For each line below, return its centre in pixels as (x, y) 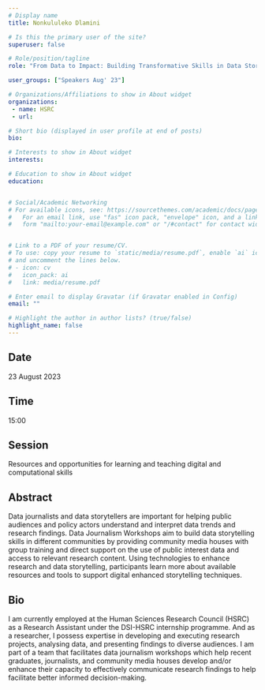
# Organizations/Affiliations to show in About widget (100, 95)
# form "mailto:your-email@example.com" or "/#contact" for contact (127, 225)
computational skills (41, 472)
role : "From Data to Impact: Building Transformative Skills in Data (125, 66)
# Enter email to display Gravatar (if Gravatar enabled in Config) (123, 297)
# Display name (33, 15)
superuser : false (37, 44)
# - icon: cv (30, 268)
